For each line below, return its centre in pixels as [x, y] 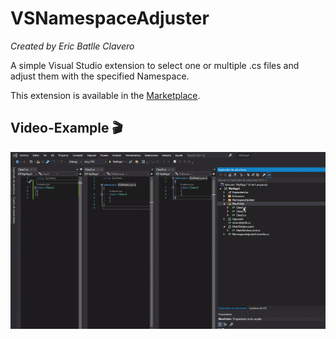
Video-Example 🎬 [66, 128]
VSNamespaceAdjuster [110, 18]
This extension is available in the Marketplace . [105, 95]
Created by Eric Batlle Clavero [72, 46]
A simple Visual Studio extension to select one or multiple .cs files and [155, 65]
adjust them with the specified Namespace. [100, 76]
